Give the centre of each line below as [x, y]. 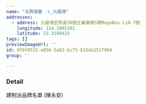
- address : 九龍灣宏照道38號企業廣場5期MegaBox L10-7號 [76, 22]
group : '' [18, 56]
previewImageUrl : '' [32, 45]
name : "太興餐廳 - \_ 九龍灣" [38, 12]
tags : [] [17, 39]
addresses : [20, 17]
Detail [15, 82]
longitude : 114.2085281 [46, 28]
